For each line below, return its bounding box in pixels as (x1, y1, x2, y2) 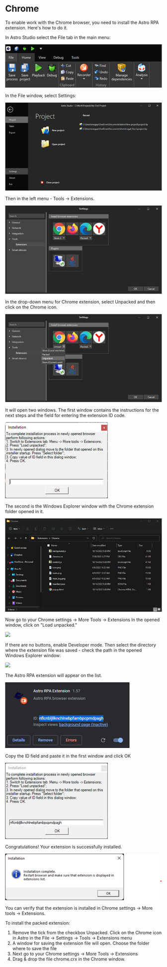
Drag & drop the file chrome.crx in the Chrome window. (12, 956, 126, 962)
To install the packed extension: (5, 920, 71, 926)
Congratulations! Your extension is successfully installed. (5, 844, 122, 850)
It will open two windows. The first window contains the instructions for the (5, 407, 159, 413)
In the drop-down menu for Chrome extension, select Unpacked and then (5, 299, 156, 305)
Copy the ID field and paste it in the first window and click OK (5, 753, 131, 759)
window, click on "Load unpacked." (5, 622, 78, 628)
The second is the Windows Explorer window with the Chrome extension (5, 503, 154, 509)
